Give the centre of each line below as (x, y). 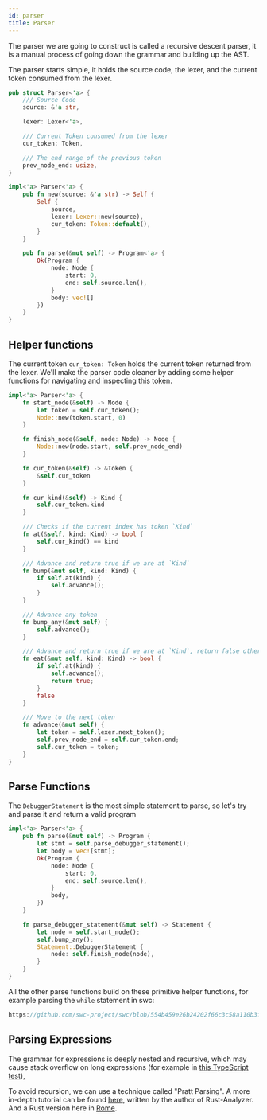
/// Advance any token (60, 615)
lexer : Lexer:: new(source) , (97, 217)
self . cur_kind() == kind (78, 541)
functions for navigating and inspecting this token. (90, 380)
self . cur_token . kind (71, 505)
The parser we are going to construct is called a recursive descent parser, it (132, 45)
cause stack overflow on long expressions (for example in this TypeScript (128, 1067)
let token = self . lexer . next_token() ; (101, 732)
